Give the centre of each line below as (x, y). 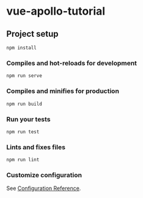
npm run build (24, 104)
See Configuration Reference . (44, 188)
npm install (21, 48)
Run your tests (28, 119)
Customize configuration (44, 175)
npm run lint (23, 160)
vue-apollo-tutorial (56, 11)
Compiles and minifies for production (63, 91)
